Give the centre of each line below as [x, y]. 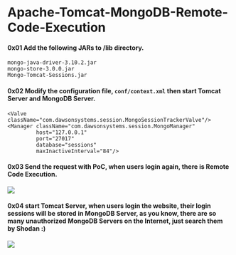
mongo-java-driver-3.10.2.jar [52, 63]
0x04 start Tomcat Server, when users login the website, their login [109, 206]
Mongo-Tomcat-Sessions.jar [47, 76]
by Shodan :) [27, 229]
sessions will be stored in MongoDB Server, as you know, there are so [112, 214]
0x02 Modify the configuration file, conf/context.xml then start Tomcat [114, 90]
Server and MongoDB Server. [52, 98]
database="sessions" [66, 145]
